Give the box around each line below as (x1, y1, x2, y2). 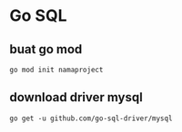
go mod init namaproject (9, 65, 104, 74)
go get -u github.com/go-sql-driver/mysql (9, 114, 173, 123)
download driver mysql (9, 90, 143, 105)
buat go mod (9, 42, 83, 57)
